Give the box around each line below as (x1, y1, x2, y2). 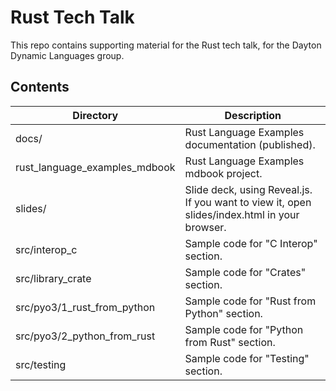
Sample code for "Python (184, 322, 304, 336)
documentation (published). (184, 137, 316, 151)
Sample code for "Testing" (184, 351, 310, 365)
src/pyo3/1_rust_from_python (15, 300, 156, 314)
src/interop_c (15, 242, 78, 256)
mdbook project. (184, 166, 263, 180)
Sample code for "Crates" (184, 265, 307, 279)
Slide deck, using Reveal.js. (184, 182, 313, 196)
